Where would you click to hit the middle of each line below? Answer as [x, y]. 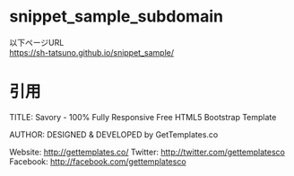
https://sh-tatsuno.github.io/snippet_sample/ [92, 52]
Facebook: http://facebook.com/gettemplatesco [98, 161]
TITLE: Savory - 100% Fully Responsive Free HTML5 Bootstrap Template [143, 117]
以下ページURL [37, 42]
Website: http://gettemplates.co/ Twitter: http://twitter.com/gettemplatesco [147, 152]
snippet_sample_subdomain [117, 17]
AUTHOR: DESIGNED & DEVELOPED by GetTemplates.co [114, 134]
